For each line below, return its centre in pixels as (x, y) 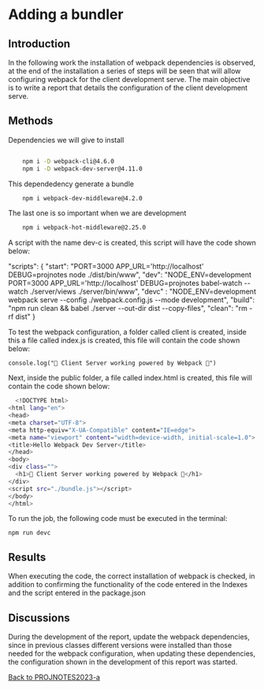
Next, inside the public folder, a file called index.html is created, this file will (130, 378)
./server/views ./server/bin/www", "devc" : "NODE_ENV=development (143, 292)
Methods (31, 121)
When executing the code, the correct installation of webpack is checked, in (132, 576)
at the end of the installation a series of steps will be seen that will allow (125, 71)
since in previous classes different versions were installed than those (120, 646)
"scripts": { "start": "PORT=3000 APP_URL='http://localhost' (106, 267)
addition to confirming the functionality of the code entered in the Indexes (128, 585)
